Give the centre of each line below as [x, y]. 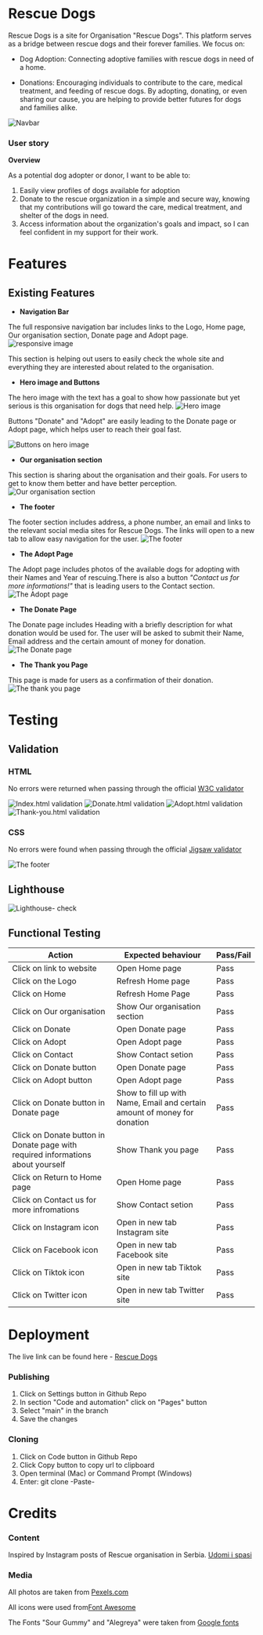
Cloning [23, 1440]
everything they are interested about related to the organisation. [111, 367]
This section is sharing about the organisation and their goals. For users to [128, 475]
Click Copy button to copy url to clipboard [87, 1465]
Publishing [29, 1377]
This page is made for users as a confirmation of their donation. [111, 681]
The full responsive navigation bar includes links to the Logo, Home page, [127, 327]
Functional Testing [54, 933]
